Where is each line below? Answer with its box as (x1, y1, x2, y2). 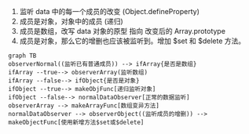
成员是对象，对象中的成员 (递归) (19, 16, 123, 26)
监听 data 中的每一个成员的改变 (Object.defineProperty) (19, 7, 200, 16)
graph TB (8, 52, 37, 60)
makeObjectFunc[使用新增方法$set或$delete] (8, 118, 145, 126)
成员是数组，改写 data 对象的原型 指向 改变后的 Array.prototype (19, 27, 226, 35)
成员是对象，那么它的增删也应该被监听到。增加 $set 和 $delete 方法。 (19, 36, 246, 45)
